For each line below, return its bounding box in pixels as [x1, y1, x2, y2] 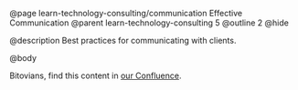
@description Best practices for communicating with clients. [9, 35, 237, 45]
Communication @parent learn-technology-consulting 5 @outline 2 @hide [9, 17, 290, 28]
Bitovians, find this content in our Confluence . [9, 70, 182, 81]
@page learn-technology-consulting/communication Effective [9, 8, 243, 18]
